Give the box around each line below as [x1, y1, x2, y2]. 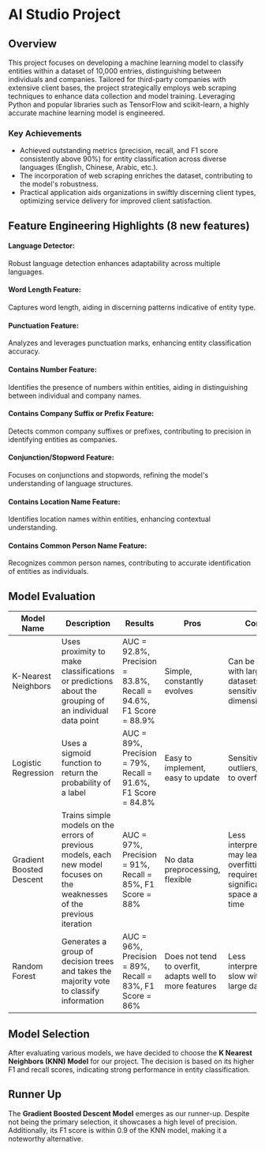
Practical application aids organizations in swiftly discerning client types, [19, 188, 256, 197]
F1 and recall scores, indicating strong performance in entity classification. [8, 1064, 251, 1074]
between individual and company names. [8, 391, 142, 400]
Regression [12, 767, 54, 778]
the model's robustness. [19, 179, 99, 189]
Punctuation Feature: [8, 321, 79, 330]
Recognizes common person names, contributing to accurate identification [8, 558, 251, 568]
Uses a [62, 738, 88, 749]
